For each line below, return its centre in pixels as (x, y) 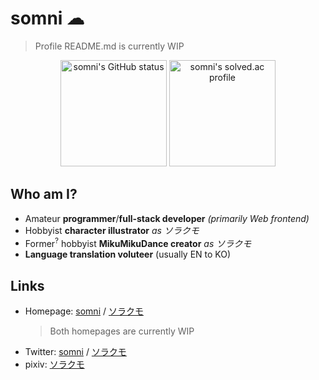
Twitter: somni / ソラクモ (75, 352)
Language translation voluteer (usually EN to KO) (128, 254)
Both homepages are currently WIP (122, 331)
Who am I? (44, 194)
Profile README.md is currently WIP (109, 46)
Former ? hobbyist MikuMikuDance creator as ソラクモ (138, 242)
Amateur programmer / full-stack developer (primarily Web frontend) (167, 218)
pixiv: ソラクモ (54, 364)
